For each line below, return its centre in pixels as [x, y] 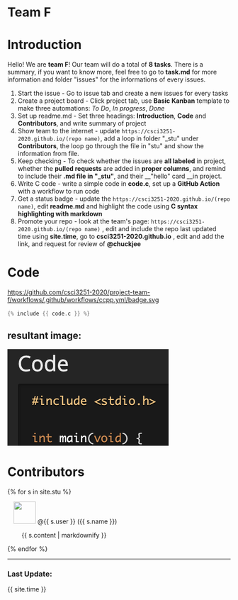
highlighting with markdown [60, 214]
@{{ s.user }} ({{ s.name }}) [77, 521]
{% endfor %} [28, 549]
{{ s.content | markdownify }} [64, 535]
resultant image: [44, 336]
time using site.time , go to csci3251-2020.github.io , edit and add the [121, 237]
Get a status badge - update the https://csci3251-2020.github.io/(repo [124, 199]
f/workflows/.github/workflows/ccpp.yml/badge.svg [83, 300]
